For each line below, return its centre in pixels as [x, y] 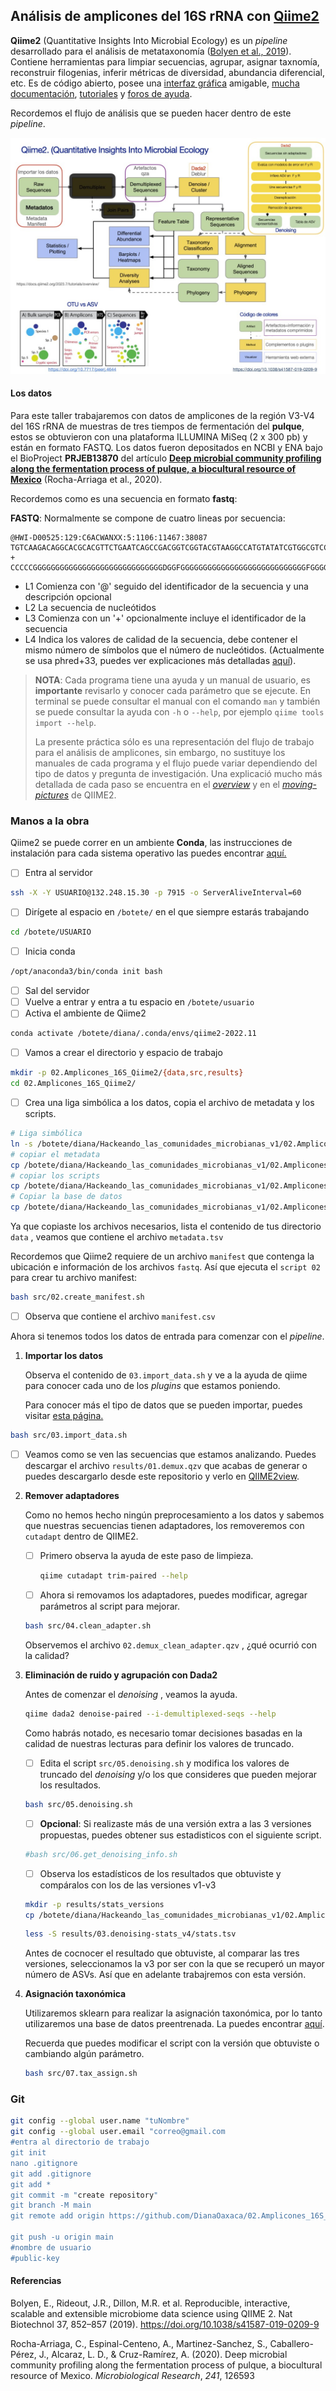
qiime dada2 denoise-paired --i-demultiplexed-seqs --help [150, 1714]
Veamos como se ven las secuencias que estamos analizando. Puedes [170, 1454]
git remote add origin [57, 2216]
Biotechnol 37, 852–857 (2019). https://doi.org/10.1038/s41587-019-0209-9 [165, 2324]
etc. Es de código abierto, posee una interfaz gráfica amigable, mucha [155, 83]
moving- [299, 785]
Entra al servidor [58, 873]
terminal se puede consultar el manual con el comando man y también [177, 701]
